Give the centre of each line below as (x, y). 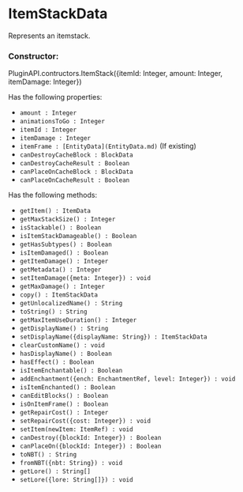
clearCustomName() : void (62, 346)
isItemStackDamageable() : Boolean (78, 237)
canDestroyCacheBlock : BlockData (76, 155)
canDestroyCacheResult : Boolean (75, 164)
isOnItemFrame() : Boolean (64, 404)
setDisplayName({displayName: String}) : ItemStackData (113, 337)
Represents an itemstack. (49, 36)
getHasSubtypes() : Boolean (65, 245)
